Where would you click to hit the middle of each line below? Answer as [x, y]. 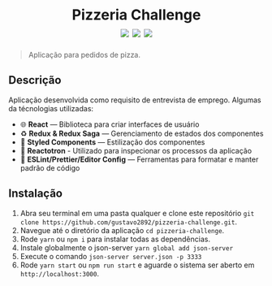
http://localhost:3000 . [60, 273]
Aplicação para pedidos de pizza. [84, 54]
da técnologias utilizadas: [51, 108]
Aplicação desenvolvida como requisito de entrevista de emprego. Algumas [135, 100]
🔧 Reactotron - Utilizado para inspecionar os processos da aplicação [136, 150]
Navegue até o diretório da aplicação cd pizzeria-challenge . [122, 230]
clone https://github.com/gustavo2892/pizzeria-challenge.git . [129, 222]
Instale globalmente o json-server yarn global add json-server [127, 247]
